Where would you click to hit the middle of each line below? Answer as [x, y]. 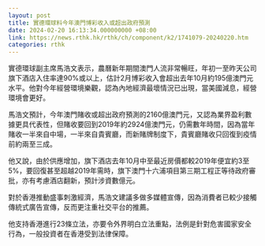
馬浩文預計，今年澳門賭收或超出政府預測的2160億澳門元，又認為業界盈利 [127, 114]
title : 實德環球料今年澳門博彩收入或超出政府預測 [79, 23]
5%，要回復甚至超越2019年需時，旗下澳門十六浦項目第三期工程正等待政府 [129, 171]
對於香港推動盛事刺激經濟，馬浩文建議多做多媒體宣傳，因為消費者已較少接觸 [132, 197]
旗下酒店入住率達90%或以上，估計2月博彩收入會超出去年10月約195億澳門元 [131, 78]
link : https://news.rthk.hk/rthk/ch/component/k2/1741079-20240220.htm [128, 37]
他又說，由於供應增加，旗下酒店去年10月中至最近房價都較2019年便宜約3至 [129, 161]
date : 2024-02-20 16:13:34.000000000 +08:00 [82, 30]
